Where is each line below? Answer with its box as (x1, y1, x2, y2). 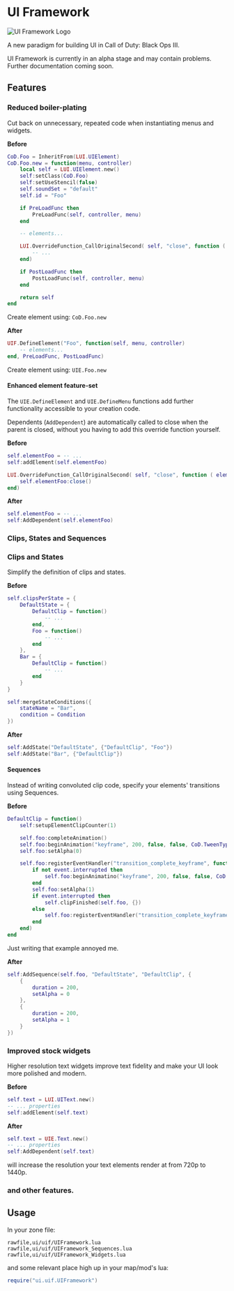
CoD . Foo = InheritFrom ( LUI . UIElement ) (7, 153, 120, 160)
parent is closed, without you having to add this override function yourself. (7, 425, 221, 434)
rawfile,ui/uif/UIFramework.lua (7, 1239, 101, 1246)
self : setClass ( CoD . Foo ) (19, 172, 89, 180)
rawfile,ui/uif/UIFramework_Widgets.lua (7, 1251, 127, 1258)
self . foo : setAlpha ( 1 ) (32, 886, 95, 893)
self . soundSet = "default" (19, 186, 98, 192)
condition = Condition (19, 711, 86, 718)
